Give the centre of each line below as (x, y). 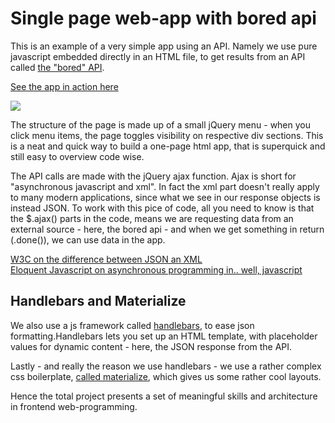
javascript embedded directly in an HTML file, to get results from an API (158, 56)
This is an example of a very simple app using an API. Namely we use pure (164, 46)
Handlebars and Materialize (98, 301)
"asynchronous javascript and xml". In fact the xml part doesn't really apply (165, 186)
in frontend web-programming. (74, 406)
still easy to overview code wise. (77, 156)
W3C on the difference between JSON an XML (106, 259)
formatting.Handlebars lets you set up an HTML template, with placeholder (164, 336)
